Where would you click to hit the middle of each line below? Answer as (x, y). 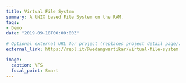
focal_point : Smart (35, 71)
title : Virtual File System (40, 11)
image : (14, 60)
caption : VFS (27, 65)
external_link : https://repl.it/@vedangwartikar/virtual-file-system (92, 49)
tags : (13, 22)
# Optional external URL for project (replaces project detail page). (94, 44)
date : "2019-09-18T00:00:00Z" (43, 33)
